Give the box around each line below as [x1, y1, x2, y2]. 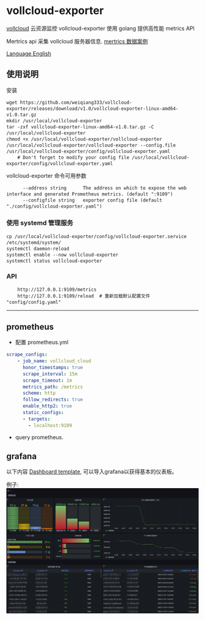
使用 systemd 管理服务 [6, 218, 73, 227]
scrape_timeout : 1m [22, 377, 72, 384]
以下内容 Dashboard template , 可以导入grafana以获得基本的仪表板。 [6, 468, 178, 475]
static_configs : [22, 410, 64, 416]
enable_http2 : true [22, 403, 72, 409]
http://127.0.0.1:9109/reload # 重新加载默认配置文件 [17, 293, 151, 299]
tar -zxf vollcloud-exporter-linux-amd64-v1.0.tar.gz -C [6, 123, 154, 130]
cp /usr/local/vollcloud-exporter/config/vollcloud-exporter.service [6, 233, 187, 240]
